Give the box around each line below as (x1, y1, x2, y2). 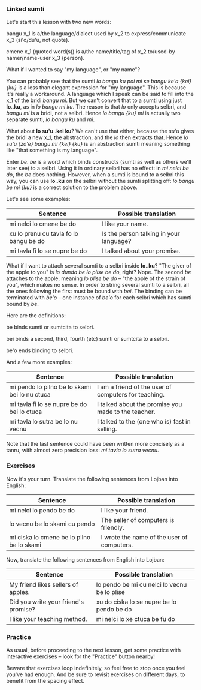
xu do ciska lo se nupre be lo (96, 598, 176, 606)
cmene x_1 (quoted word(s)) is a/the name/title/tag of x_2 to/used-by (6, 48, 175, 55)
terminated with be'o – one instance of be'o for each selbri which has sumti (6, 294, 192, 301)
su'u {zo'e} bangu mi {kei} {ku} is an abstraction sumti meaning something (6, 140, 190, 148)
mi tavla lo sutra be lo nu (9, 418, 78, 426)
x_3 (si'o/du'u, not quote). (6, 37, 70, 44)
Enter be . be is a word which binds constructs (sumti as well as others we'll (6, 158, 191, 166)
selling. (96, 425, 117, 433)
